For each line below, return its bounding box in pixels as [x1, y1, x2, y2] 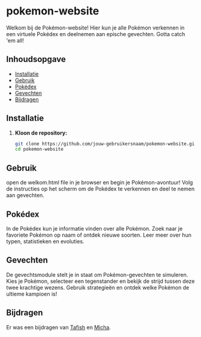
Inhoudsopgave [6, 54, 66, 64]
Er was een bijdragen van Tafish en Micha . [6, 323, 111, 331]
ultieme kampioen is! [6, 290, 57, 297]
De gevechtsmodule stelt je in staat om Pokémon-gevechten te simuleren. [6, 271, 188, 278]
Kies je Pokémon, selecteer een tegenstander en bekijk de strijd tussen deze [6, 278, 195, 285]
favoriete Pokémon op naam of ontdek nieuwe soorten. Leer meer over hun [6, 231, 191, 238]
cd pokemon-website [14, 146, 64, 153]
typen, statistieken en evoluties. [6, 237, 85, 244]
